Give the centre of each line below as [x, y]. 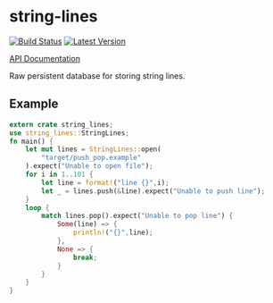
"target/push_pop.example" [91, 158]
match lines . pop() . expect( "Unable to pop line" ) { [137, 216]
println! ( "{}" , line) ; [113, 233]
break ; [85, 257]
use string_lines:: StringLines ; [69, 133]
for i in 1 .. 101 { [59, 174]
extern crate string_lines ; [62, 124]
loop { [37, 207]
